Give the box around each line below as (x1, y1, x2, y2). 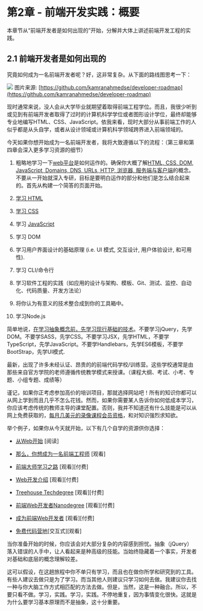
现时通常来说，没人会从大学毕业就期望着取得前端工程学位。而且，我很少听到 (7, 103, 197, 110)
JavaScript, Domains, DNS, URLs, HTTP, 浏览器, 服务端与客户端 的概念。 (15, 166, 195, 174)
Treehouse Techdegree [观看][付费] (15, 488, 104, 496)
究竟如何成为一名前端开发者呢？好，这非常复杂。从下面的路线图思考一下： (7, 71, 192, 78)
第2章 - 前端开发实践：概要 (7, 5, 140, 19)
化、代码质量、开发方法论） (15, 287, 85, 294)
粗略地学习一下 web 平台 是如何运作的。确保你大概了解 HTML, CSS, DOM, (15, 158, 194, 166)
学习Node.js (15, 312, 46, 319)
